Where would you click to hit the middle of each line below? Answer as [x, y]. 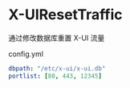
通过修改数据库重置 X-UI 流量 [57, 38]
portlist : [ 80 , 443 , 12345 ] [55, 76]
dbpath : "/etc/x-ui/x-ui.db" [57, 68]
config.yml [26, 54]
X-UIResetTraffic [65, 15]
